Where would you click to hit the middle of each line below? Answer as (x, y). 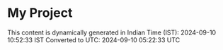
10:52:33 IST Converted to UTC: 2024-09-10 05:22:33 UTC (94, 39)
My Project (40, 13)
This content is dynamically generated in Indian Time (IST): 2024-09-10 (112, 32)
